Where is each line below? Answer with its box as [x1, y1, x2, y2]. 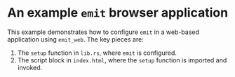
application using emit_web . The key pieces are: [7, 35, 144, 43]
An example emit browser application [7, 5, 229, 21]
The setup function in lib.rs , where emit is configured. [17, 49, 177, 57]
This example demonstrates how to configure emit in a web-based [7, 28, 200, 36]
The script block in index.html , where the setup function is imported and [17, 55, 227, 64]
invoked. [17, 63, 43, 71]
